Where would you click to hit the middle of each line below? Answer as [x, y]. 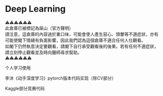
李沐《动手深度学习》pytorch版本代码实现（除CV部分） [61, 78]
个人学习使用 [18, 68]
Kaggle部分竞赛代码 [25, 88]
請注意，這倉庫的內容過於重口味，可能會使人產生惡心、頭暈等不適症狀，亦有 [82, 34]
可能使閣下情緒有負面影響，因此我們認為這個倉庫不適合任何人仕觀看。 [75, 40]
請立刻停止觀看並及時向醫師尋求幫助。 [43, 52]
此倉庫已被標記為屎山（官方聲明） [39, 28]
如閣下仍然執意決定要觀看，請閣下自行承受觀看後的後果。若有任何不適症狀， [82, 46]
